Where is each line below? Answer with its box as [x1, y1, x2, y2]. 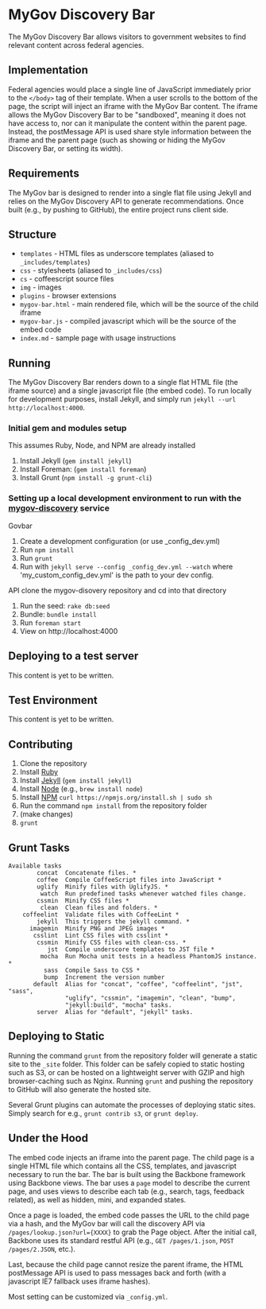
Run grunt [19, 553, 53, 562]
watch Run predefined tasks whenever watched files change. [40, 890, 247, 898]
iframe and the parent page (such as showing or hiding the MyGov [8, 135, 226, 145]
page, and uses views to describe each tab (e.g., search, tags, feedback [8, 1187, 245, 1196]
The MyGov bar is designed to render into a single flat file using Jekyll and [8, 188, 252, 197]
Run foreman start [19, 618, 82, 627]
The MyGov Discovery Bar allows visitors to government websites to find [8, 32, 246, 41]
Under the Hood [8, 1132, 89, 1145]
